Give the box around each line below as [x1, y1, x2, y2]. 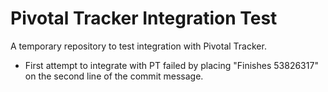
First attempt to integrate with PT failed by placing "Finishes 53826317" [24, 59, 319, 71]
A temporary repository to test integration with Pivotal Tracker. [10, 40, 267, 52]
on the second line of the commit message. [24, 70, 204, 82]
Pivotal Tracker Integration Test [10, 7, 278, 30]
